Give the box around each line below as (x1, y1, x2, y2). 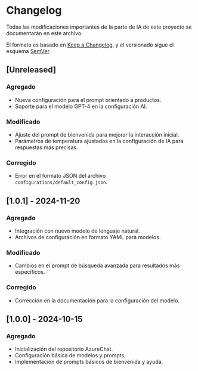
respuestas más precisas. (14, 144, 78, 151)
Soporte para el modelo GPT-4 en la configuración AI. (14, 103, 147, 110)
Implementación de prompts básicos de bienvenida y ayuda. (14, 358, 163, 366)
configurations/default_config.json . (14, 178, 108, 185)
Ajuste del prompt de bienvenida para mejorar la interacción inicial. (14, 131, 180, 138)
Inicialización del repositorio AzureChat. (14, 345, 113, 353)
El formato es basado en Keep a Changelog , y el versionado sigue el (6, 41, 174, 48)
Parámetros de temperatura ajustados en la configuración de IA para (14, 137, 184, 144)
